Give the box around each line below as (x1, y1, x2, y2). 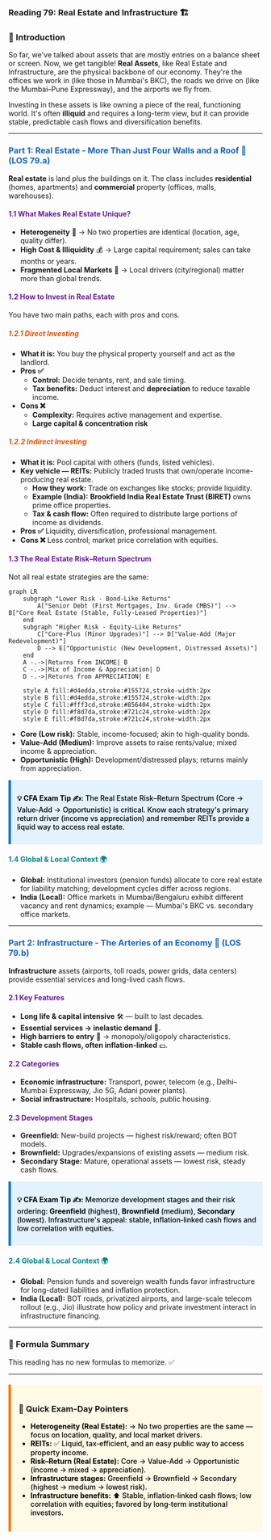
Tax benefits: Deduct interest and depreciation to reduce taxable (31, 383, 251, 393)
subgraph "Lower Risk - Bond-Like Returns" (23, 595, 172, 604)
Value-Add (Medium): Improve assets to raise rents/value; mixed (19, 738, 237, 747)
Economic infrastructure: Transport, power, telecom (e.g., (19, 1077, 215, 1087)
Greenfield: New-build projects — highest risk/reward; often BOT (19, 1130, 238, 1141)
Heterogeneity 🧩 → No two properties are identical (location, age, (19, 227, 240, 237)
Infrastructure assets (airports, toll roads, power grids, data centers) (8, 966, 237, 975)
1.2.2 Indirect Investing (8, 437, 87, 447)
